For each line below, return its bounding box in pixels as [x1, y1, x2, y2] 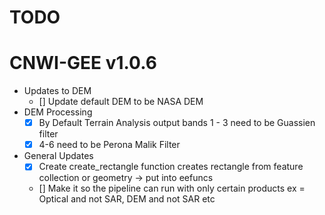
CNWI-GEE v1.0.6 [9, 52, 157, 75]
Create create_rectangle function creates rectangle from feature [38, 161, 304, 173]
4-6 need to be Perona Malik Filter [38, 139, 181, 151]
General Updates [23, 150, 94, 162]
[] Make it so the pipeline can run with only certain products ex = [38, 182, 306, 195]
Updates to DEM [23, 85, 92, 97]
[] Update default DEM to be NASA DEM [38, 96, 204, 108]
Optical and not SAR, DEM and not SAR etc [38, 193, 216, 205]
